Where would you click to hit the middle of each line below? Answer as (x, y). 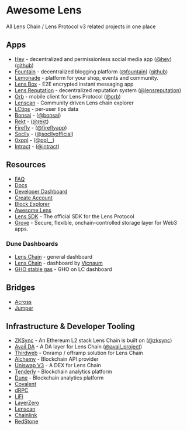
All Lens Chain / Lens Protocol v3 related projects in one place (81, 26)
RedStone (26, 421)
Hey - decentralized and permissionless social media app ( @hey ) (93, 59)
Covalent (25, 384)
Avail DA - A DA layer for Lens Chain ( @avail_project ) (78, 347)
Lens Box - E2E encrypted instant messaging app (74, 84)
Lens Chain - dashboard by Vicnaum (59, 263)
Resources (26, 165)
